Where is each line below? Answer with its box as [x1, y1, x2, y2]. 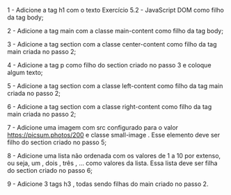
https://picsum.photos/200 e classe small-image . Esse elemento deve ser [7, 131, 221, 139]
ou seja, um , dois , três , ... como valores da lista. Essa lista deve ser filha [7, 159, 218, 167]
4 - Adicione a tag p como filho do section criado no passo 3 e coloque [7, 61, 212, 69]
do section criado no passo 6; [7, 167, 93, 174]
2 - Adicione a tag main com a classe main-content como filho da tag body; [7, 27, 224, 35]
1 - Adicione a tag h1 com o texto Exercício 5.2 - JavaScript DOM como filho [7, 6, 224, 14]
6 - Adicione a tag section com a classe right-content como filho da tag [7, 103, 212, 110]
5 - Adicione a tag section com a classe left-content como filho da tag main [7, 82, 223, 90]
